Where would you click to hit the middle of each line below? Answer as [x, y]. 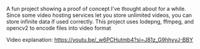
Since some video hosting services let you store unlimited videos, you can [99, 15]
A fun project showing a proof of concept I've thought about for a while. [96, 9]
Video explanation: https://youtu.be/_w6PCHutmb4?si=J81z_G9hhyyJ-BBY [100, 40]
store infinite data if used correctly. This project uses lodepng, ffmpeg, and [100, 21]
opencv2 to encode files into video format [59, 28]
